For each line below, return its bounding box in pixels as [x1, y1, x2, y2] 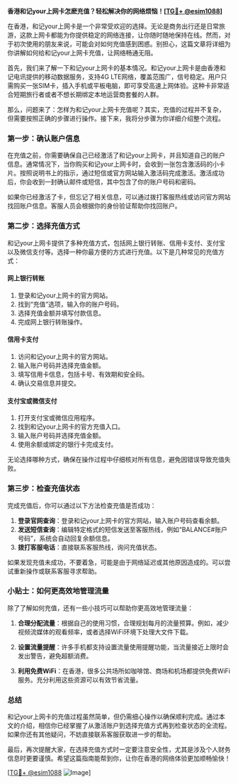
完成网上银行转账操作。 [17, 317, 86, 326]
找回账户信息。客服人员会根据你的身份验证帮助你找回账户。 [7, 201, 181, 210]
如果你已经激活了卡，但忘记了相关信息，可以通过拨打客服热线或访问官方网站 [7, 193, 231, 201]
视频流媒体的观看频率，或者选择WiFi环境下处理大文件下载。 [17, 627, 193, 636]
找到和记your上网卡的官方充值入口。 [17, 422, 125, 431]
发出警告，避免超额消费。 [17, 651, 93, 660]
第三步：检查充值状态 [7, 484, 80, 494]
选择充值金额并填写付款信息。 [17, 309, 105, 317]
